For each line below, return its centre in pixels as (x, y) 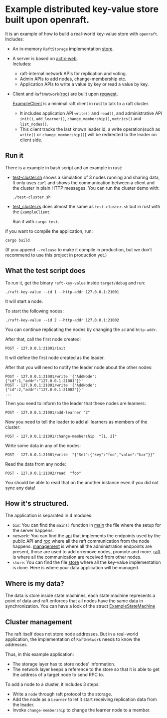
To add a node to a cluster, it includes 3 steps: (52, 684)
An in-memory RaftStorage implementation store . (63, 49)
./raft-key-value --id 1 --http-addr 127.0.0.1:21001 (62, 292)
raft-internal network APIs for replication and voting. (73, 73)
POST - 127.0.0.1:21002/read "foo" (43, 473)
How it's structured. (37, 503)
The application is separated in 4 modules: (49, 515)
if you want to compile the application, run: (49, 231)
